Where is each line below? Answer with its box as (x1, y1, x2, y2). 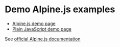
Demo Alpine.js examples (5, 4, 115, 15)
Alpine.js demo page (12, 20, 56, 27)
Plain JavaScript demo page (12, 26, 72, 32)
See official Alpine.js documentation (5, 36, 81, 42)
